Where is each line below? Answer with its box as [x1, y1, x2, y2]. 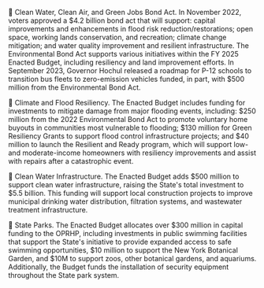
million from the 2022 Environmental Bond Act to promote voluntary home [8, 115, 248, 124]
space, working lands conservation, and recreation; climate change [8, 32, 227, 42]
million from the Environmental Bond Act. [8, 83, 141, 92]
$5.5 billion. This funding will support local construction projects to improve [8, 189, 254, 198]
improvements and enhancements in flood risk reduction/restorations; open [8, 24, 254, 33]
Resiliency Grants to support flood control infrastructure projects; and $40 [8, 131, 250, 141]
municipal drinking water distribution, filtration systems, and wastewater [8, 197, 243, 206]
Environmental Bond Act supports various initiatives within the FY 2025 [8, 50, 239, 58]
